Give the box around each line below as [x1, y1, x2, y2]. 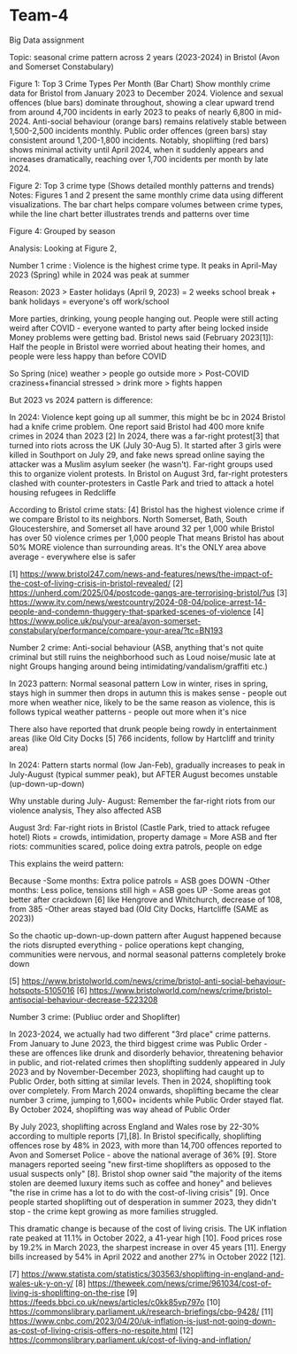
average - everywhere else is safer [9, 551, 136, 562]
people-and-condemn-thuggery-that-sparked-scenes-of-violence [9, 606, 252, 617]
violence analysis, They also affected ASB [9, 805, 162, 815]
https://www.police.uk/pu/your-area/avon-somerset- [9, 615, 202, 626]
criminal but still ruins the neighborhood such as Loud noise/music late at [9, 651, 276, 662]
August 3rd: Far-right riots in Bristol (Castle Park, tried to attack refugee [9, 821, 270, 833]
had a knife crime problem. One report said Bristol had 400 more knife [9, 421, 265, 432]
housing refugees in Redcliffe [9, 486, 117, 497]
